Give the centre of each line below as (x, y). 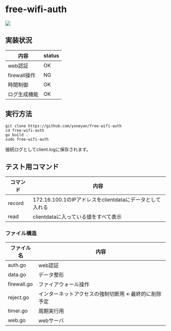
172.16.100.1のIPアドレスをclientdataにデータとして (97, 200)
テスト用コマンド (32, 167)
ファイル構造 (21, 234)
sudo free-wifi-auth (27, 139)
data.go (17, 274)
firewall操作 (22, 75)
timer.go (18, 311)
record (16, 203)
